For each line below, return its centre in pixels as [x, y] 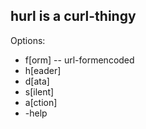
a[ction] [41, 102]
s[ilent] [39, 91]
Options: [28, 40]
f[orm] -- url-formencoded [79, 60]
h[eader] [43, 70]
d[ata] [37, 81]
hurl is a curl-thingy [73, 16]
